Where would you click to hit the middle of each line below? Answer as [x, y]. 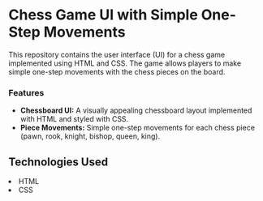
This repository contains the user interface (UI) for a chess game [117, 54]
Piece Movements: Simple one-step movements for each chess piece [138, 128]
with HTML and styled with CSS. [74, 119]
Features [26, 92]
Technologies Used [58, 162]
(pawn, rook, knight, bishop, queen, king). [90, 136]
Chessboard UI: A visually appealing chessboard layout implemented [136, 110]
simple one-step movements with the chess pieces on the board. [117, 71]
